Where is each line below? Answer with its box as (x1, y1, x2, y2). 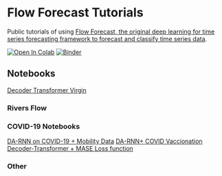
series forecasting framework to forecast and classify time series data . (7, 34, 208, 42)
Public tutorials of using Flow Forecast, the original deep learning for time (7, 27, 215, 36)
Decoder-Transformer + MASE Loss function (7, 144, 134, 152)
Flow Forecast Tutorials (7, 5, 144, 21)
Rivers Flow (7, 103, 47, 112)
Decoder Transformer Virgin (7, 86, 87, 94)
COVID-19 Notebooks (7, 121, 80, 131)
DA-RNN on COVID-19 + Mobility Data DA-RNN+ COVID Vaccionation (7, 137, 203, 145)
